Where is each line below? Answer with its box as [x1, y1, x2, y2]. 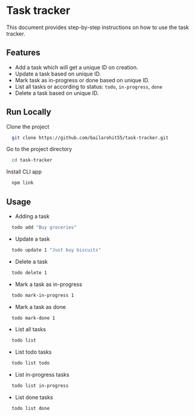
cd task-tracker [11, 157, 53, 163]
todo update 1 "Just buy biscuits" [11, 247, 101, 253]
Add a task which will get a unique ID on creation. [14, 63, 138, 71]
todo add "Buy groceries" [11, 224, 77, 230]
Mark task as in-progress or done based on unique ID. [14, 76, 150, 83]
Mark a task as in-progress [14, 281, 83, 288]
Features [6, 48, 40, 58]
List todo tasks [14, 348, 52, 356]
